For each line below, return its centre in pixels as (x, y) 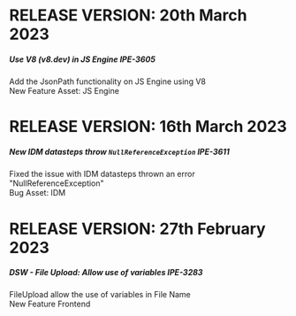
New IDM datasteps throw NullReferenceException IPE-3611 (119, 151)
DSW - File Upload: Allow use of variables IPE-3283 (106, 273)
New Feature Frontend (50, 304)
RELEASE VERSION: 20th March (128, 15)
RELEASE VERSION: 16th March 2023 (148, 127)
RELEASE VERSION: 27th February (138, 229)
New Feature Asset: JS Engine (64, 91)
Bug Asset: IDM (38, 193)
